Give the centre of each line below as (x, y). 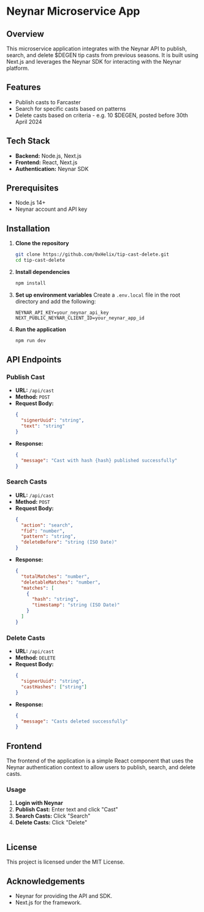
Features (24, 87)
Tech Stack (28, 141)
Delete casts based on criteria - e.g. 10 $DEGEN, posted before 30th (102, 115)
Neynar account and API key (51, 209)
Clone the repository (42, 243)
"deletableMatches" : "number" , (61, 582)
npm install (30, 283)
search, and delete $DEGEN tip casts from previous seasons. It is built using (102, 55)
